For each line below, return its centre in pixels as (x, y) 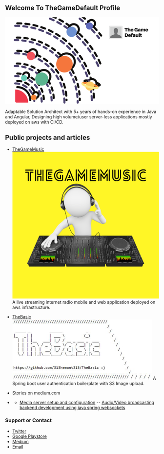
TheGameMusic (28, 149)
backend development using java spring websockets (72, 408)
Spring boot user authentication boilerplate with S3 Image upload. (78, 384)
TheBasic (22, 317)
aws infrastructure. (31, 307)
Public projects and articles (48, 137)
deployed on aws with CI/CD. (34, 122)
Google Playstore (30, 436)
